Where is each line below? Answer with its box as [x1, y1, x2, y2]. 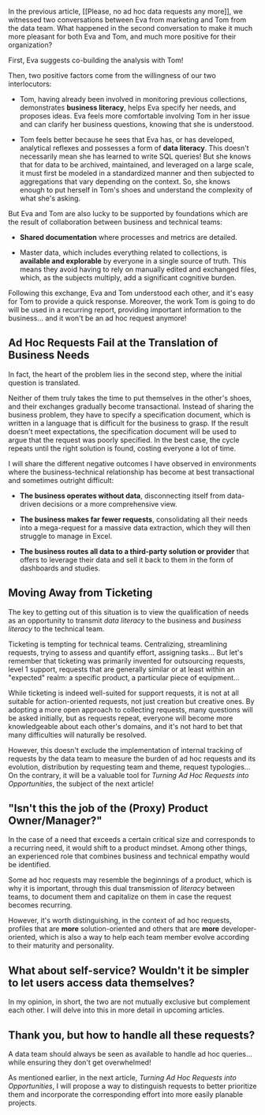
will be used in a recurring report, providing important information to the [8, 305, 242, 314]
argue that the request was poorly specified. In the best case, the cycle [8, 435, 240, 444]
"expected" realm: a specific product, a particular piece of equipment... [8, 672, 240, 682]
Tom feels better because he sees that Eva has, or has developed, [19, 135, 235, 144]
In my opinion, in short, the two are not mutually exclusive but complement [8, 997, 251, 1007]
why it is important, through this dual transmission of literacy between [8, 884, 235, 893]
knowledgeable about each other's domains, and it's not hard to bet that [8, 721, 243, 731]
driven [19, 499, 41, 508]
